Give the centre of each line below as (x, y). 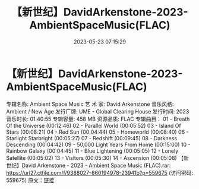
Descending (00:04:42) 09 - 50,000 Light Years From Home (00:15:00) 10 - (98, 144)
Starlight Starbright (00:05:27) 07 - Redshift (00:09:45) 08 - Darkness (91, 138)
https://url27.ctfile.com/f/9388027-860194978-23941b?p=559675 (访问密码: (100, 172)
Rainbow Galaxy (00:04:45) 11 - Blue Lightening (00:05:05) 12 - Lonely (92, 151)
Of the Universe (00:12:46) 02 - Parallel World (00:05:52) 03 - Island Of (94, 125)
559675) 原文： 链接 (30, 180)
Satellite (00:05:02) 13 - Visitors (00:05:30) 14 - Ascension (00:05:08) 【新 (97, 157)
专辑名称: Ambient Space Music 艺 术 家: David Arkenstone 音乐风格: (90, 104)
